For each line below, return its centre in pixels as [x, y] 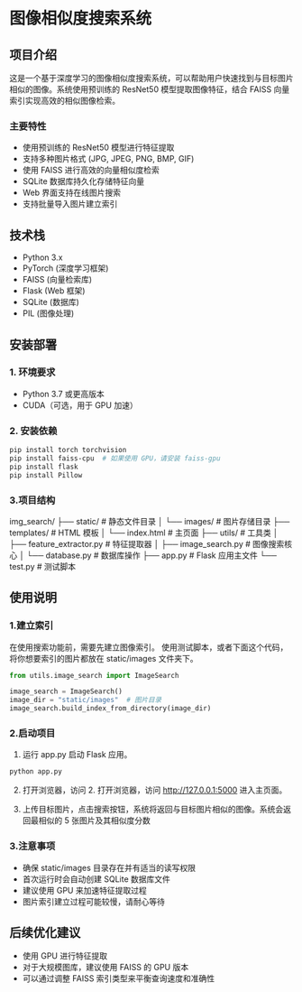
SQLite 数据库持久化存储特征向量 [83, 181]
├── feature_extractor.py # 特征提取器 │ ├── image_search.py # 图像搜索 [147, 543]
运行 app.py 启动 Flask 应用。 [77, 755]
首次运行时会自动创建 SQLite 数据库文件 [96, 879]
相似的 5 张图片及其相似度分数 [94, 820]
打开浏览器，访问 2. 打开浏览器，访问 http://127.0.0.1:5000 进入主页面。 [155, 790]
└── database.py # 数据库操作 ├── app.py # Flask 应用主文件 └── [152, 555]
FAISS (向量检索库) [57, 280]
